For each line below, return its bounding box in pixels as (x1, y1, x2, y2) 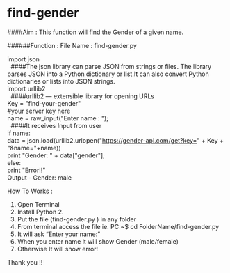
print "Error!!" (7, 166, 46, 174)
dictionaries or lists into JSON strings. (7, 77, 115, 85)
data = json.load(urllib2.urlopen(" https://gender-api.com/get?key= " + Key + (7, 136, 224, 144)
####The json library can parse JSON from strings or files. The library (10, 62, 212, 70)
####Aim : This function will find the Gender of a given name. (7, 28, 184, 36)
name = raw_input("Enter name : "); (7, 114, 109, 123)
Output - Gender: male (7, 173, 72, 182)
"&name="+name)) (7, 143, 61, 152)
